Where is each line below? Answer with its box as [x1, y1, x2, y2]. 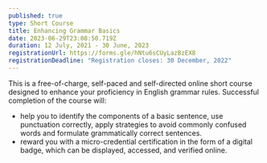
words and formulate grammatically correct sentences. [19, 128, 203, 137]
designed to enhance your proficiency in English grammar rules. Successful [8, 87, 260, 96]
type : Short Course [8, 19, 74, 27]
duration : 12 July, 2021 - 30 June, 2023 [8, 42, 150, 50]
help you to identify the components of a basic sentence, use [19, 111, 224, 120]
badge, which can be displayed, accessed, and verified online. [19, 145, 228, 155]
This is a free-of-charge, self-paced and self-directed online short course [8, 78, 253, 88]
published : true [8, 11, 63, 20]
